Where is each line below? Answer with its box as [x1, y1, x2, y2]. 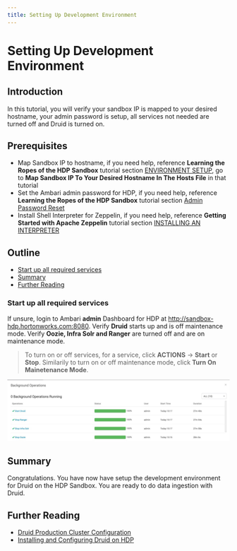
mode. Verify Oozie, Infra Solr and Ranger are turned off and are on [7, 329, 205, 338]
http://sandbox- [168, 314, 214, 323]
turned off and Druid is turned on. [7, 119, 105, 128]
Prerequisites [7, 140, 68, 152]
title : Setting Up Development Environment [7, 11, 138, 18]
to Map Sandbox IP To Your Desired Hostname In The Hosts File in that [17, 174, 226, 182]
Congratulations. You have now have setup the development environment [7, 474, 221, 482]
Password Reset [17, 203, 65, 212]
